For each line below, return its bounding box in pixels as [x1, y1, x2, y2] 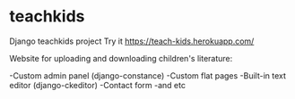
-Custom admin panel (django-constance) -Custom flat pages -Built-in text [9, 70, 287, 81]
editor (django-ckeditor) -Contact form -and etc [9, 79, 187, 90]
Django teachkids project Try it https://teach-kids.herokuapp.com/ [9, 36, 255, 46]
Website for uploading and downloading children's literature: [9, 53, 233, 63]
